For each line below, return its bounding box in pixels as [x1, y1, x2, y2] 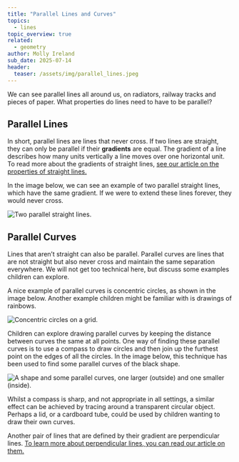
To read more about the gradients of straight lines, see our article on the [7, 160, 220, 169]
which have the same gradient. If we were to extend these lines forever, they [7, 189, 232, 197]
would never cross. [7, 196, 64, 205]
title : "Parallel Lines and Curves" [7, 10, 116, 18]
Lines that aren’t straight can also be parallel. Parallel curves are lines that [7, 250, 225, 258]
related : [7, 37, 34, 44]
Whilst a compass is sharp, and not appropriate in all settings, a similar [7, 395, 215, 403]
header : [7, 64, 31, 71]
